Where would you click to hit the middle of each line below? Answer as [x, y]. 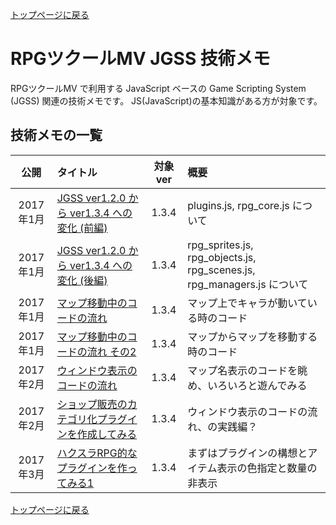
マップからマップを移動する [252, 336]
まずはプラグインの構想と [247, 453]
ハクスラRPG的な [97, 453]
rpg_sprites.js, [220, 245]
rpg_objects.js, [222, 257]
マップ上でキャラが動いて [247, 303]
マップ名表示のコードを [242, 370]
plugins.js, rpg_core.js [238, 205]
